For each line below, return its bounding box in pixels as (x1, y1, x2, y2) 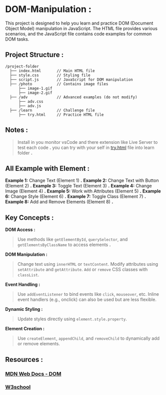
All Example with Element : (5, 164, 90, 172)
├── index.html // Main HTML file (9, 68, 95, 73)
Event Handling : (5, 282, 40, 288)
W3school (5, 383, 31, 390)
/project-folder (5, 64, 39, 69)
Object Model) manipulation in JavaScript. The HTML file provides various (5, 25, 157, 31)
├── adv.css (18, 99, 43, 104)
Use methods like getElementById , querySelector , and (17, 237, 128, 243)
